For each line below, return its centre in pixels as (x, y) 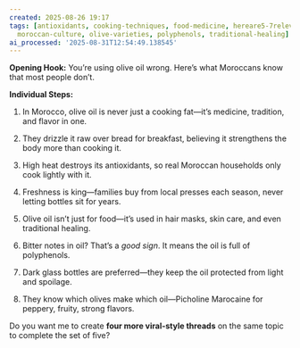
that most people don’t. (52, 78)
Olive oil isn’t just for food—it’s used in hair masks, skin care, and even (151, 219)
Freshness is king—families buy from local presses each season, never (153, 192)
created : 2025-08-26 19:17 (59, 17)
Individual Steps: (42, 95)
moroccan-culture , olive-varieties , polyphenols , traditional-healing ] (154, 34)
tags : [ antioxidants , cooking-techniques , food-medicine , (119, 26)
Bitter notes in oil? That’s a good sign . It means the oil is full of (136, 245)
